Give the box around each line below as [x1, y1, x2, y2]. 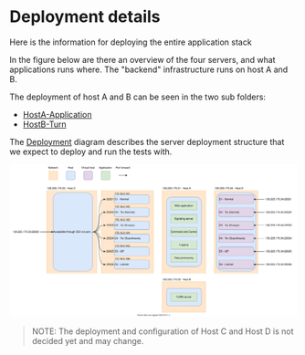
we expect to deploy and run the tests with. [9, 146, 173, 157]
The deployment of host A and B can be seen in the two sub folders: [9, 91, 267, 102]
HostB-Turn [22, 119, 67, 130]
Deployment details [9, 6, 162, 27]
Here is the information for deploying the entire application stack [9, 37, 253, 47]
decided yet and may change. [31, 336, 144, 347]
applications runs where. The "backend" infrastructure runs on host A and [9, 64, 289, 75]
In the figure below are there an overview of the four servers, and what [9, 54, 276, 65]
